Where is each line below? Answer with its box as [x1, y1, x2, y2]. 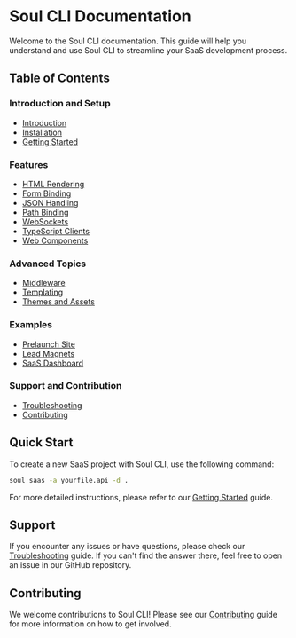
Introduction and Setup [9, 98, 111, 110]
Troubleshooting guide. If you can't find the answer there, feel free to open [9, 550, 283, 561]
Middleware [21, 278, 66, 288]
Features [9, 158, 49, 170]
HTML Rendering [21, 178, 85, 189]
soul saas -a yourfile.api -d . [9, 476, 129, 484]
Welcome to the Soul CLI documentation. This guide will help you [9, 35, 247, 46]
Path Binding [21, 207, 69, 217]
